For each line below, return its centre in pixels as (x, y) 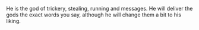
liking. (13, 21)
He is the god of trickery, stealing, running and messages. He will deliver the (99, 9)
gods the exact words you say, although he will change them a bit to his (94, 15)
